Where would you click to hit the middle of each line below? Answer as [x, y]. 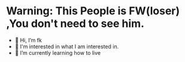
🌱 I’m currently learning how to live [57, 52]
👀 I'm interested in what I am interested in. [67, 46]
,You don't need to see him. [75, 24]
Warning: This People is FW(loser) [93, 11]
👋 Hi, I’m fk [28, 40]
